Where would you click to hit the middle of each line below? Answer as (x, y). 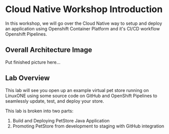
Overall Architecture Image (49, 50)
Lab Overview (28, 78)
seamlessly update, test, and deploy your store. (55, 101)
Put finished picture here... (33, 62)
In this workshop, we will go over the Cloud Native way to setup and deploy (84, 23)
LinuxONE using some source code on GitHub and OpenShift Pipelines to (81, 96)
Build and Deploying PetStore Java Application (61, 120)
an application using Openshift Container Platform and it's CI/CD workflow (83, 28)
